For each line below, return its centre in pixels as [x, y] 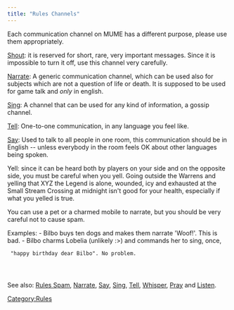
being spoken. [28, 154]
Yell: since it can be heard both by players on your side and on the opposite [117, 168]
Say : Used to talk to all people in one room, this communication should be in [117, 139]
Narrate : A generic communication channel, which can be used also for [110, 76]
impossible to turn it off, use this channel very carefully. [87, 62]
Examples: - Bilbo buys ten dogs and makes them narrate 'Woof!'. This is [112, 232]
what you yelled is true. [41, 198]
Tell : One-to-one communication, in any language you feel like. [98, 126]
